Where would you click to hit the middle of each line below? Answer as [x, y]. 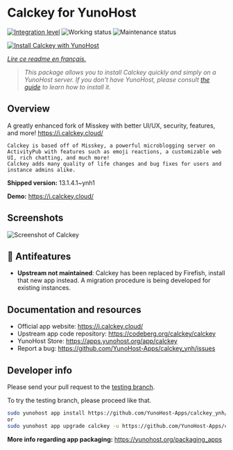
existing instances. [44, 288]
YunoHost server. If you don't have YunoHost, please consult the [117, 79]
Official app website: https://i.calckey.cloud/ [80, 327]
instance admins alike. [42, 170]
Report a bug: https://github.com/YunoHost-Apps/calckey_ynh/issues [116, 349]
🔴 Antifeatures [39, 256]
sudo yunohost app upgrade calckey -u [63, 426]
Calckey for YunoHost [72, 13]
